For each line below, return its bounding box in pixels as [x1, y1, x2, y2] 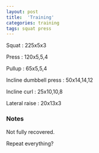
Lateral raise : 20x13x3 [6, 100, 62, 107]
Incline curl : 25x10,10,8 [6, 88, 63, 96]
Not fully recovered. [6, 128, 55, 135]
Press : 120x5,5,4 [6, 53, 49, 60]
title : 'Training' [6, 14, 55, 20]
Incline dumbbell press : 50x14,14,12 [6, 76, 93, 84]
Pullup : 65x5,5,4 [6, 65, 47, 72]
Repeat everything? [6, 140, 54, 147]
